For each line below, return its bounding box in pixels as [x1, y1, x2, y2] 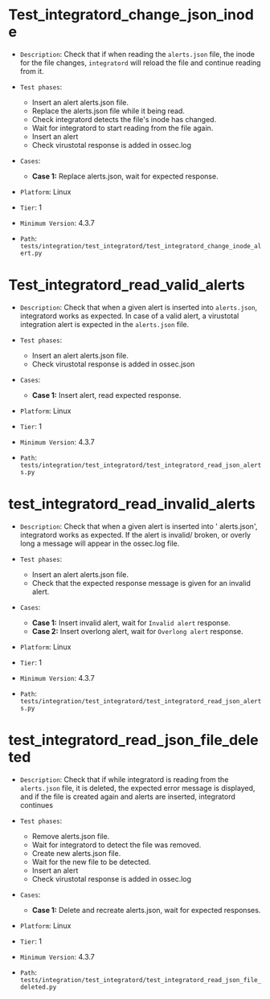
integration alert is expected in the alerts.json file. [19, 319, 190, 329]
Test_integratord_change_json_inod [8, 6, 255, 24]
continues [19, 800, 54, 809]
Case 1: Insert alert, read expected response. [31, 390, 182, 399]
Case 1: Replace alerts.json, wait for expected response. [31, 171, 219, 181]
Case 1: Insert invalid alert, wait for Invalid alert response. [31, 617, 231, 628]
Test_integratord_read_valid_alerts [8, 276, 245, 294]
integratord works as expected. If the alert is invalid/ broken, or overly [19, 530, 252, 539]
